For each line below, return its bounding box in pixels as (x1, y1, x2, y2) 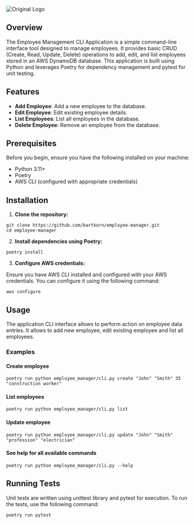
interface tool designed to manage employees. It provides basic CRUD (6, 44, 177, 51)
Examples (6, 347, 35, 356)
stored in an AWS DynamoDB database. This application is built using (6, 57, 175, 64)
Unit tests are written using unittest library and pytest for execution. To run (6, 494, 187, 502)
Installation (6, 195, 48, 205)
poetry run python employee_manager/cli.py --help (6, 463, 134, 468)
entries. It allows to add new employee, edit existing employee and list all (6, 327, 184, 334)
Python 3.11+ (14, 165, 46, 173)
